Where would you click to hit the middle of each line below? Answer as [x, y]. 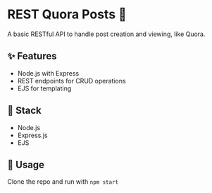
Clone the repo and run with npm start [63, 182]
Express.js [32, 135]
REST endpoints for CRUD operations [71, 81]
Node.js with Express [48, 73]
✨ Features [32, 56]
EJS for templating [44, 88]
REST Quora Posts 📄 [67, 14]
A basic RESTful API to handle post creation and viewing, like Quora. [106, 34]
